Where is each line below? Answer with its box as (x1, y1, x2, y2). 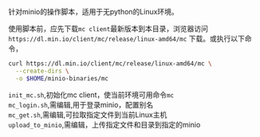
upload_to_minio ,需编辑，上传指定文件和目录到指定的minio (8, 119, 201, 129)
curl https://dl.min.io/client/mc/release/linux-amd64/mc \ (8, 60, 213, 68)
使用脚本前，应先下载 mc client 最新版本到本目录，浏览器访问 (8, 24, 209, 33)
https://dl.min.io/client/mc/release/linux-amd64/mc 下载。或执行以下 (8, 34, 245, 43)
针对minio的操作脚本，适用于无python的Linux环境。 (8, 7, 179, 16)
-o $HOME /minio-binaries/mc (15, 74, 109, 82)
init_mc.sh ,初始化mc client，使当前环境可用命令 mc (8, 90, 174, 100)
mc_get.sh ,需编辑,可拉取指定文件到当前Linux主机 (8, 110, 167, 119)
